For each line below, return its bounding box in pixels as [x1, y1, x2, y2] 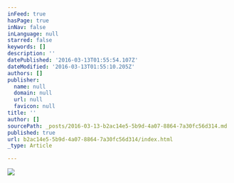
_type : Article [7, 143, 53, 150]
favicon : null [14, 103, 55, 110]
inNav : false [7, 23, 46, 30]
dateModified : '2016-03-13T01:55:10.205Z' [7, 63, 135, 70]
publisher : [7, 76, 40, 84]
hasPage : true [7, 17, 50, 24]
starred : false [7, 37, 53, 44]
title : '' [7, 109, 37, 116]
